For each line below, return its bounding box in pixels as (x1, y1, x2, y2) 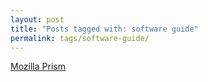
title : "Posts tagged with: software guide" (10, 24, 199, 34)
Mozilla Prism (10, 61, 66, 73)
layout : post (10, 14, 65, 25)
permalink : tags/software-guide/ (10, 33, 150, 43)
